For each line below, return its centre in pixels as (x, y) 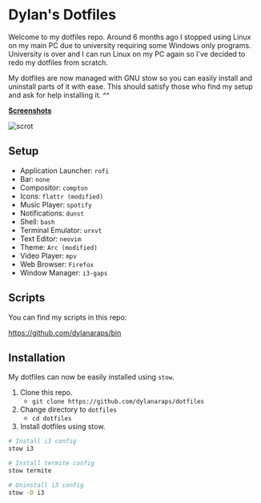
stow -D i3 (26, 493)
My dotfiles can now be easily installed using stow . (91, 377)
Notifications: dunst (52, 213)
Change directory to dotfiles (68, 409)
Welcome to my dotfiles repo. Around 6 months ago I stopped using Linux (130, 37)
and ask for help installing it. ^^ (59, 95)
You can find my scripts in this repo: (68, 317)
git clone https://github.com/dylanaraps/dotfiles (118, 402)
